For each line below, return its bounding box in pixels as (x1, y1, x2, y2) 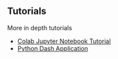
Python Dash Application (17, 44, 89, 52)
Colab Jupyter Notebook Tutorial (17, 37, 111, 45)
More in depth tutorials (7, 23, 73, 32)
